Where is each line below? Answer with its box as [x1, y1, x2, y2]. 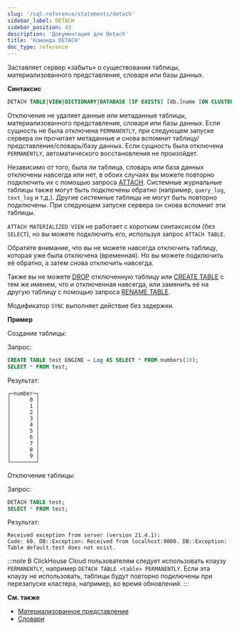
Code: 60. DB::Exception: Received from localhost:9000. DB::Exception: [7, 538, 228, 545]
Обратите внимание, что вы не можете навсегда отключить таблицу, [7, 243, 218, 252]
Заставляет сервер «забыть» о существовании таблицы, [7, 63, 180, 71]
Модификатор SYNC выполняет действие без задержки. [7, 301, 174, 310]
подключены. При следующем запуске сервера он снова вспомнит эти [7, 200, 226, 209]
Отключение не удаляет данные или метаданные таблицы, [7, 111, 187, 120]
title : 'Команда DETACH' [7, 37, 81, 44]
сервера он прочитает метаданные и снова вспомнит [7, 133, 171, 143]
